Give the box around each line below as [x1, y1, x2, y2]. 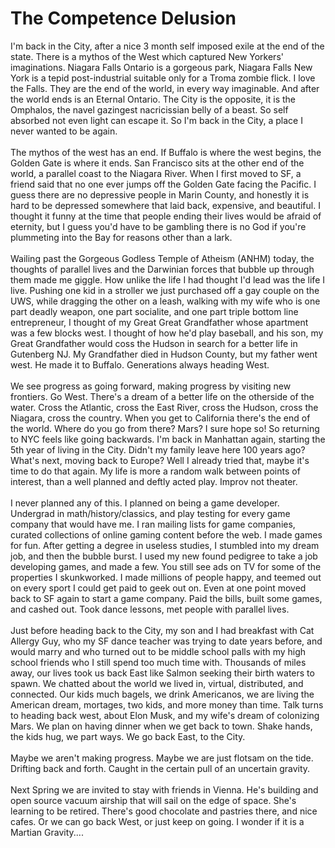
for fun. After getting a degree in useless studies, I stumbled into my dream [10, 539, 320, 551]
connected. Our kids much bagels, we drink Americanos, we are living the [10, 688, 315, 700]
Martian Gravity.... [10, 826, 84, 838]
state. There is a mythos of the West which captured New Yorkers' [10, 50, 284, 62]
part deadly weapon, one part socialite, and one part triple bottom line [10, 305, 299, 317]
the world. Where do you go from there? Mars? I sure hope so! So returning [10, 422, 320, 434]
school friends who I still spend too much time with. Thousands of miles [10, 656, 307, 668]
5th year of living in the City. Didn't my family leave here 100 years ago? [10, 443, 306, 456]
